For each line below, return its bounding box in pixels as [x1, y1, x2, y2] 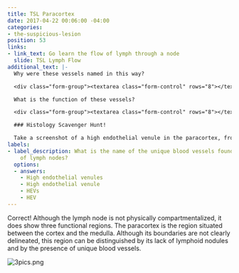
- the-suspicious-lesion [7, 30, 81, 38]
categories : [7, 24, 43, 31]
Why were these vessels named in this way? [14, 70, 144, 77]
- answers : [14, 168, 46, 175]
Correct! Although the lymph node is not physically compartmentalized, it [7, 213, 222, 222]
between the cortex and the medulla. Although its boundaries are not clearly [7, 229, 230, 237]
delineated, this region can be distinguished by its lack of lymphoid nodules [7, 236, 229, 244]
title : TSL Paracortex [7, 10, 75, 18]
